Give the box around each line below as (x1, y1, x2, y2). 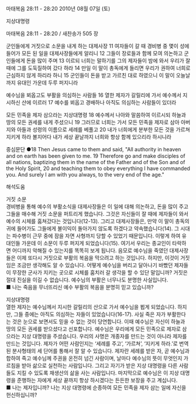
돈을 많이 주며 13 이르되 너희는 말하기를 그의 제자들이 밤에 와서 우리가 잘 (26, 57, 191, 64)
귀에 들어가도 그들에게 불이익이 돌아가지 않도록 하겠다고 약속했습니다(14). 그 (6, 225, 180, 232)
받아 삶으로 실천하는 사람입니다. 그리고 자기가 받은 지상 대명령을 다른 (21, 362, 178, 369)
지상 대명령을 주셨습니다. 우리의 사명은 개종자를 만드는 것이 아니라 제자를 (21, 333, 187, 340)
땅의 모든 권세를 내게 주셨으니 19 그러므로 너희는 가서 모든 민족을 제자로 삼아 (6, 119, 180, 125)
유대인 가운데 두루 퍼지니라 (16, 79, 78, 86)
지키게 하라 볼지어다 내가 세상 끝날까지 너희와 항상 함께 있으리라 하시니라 (6, 134, 171, 140)
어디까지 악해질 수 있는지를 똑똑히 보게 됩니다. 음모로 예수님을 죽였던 (12, 247, 169, 254)
